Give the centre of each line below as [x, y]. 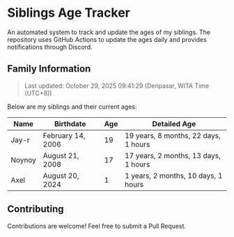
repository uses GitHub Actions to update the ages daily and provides [107, 39]
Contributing [36, 209]
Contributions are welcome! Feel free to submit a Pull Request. [97, 226]
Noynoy [24, 160]
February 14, [64, 135]
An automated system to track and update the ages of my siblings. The [109, 32]
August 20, [61, 176]
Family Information [49, 69]
